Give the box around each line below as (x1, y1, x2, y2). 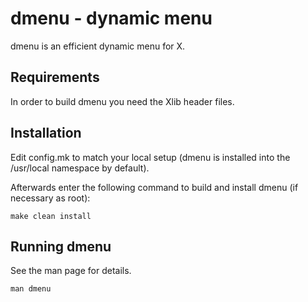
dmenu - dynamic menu (10, 7, 213, 30)
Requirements (10, 69, 100, 86)
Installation (10, 125, 82, 142)
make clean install (10, 211, 92, 221)
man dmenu (10, 284, 52, 294)
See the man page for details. (10, 265, 132, 277)
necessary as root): (10, 192, 91, 204)
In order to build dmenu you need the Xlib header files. (10, 95, 235, 107)
